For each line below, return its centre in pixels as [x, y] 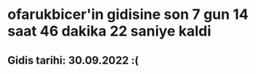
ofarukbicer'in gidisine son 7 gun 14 [128, 15]
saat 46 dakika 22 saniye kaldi [109, 31]
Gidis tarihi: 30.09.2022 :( [73, 60]
